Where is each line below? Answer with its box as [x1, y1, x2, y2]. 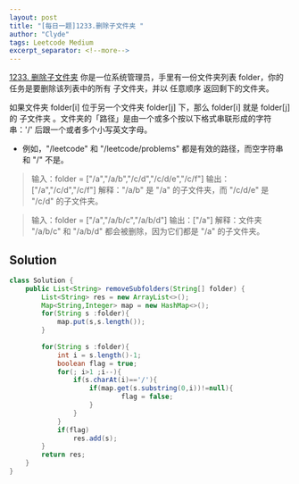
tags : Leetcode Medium [9, 38, 94, 47]
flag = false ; [120, 392, 174, 402]
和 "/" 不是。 [21, 154, 69, 165]
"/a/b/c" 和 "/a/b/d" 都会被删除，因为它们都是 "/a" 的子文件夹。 [30, 226, 265, 237]
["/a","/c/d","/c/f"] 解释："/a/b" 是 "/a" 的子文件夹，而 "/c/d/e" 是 [30, 185, 270, 196]
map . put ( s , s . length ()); [56, 318, 145, 327]
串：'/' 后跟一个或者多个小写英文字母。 [9, 124, 153, 135]
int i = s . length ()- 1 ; [56, 350, 142, 360]
